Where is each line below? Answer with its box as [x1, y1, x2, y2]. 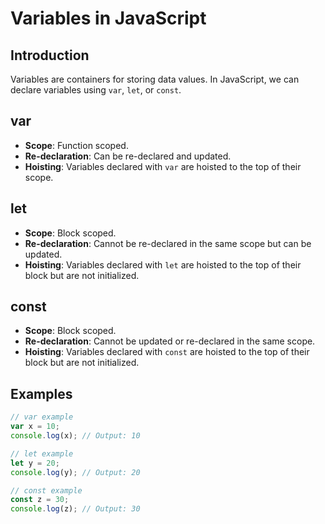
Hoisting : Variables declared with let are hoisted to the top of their [24, 258, 302, 271]
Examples [10, 385, 73, 402]
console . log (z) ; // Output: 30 [10, 504, 141, 514]
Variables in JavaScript [10, 7, 207, 30]
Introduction [10, 47, 90, 64]
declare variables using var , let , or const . [10, 84, 182, 96]
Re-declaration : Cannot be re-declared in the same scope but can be [24, 237, 312, 249]
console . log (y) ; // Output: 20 [10, 467, 141, 477]
